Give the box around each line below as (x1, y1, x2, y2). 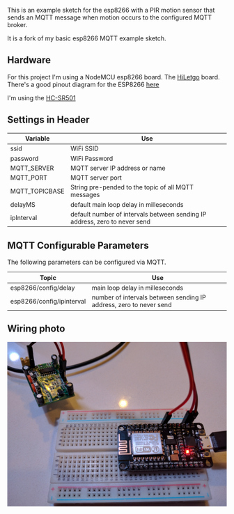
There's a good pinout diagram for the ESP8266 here (7, 80, 159, 88)
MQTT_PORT (10, 173, 47, 182)
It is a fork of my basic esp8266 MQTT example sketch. (7, 34, 166, 42)
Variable (24, 134, 50, 143)
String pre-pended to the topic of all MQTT (70, 183, 194, 192)
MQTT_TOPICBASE (10, 187, 65, 195)
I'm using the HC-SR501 (7, 93, 76, 102)
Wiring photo (7, 323, 65, 335)
